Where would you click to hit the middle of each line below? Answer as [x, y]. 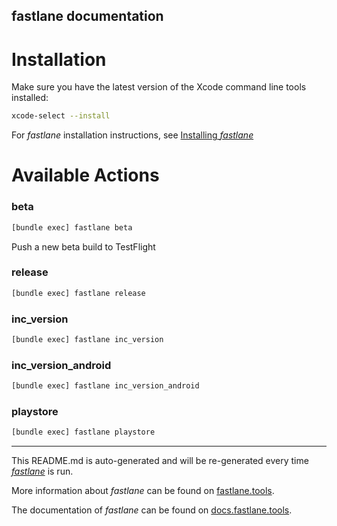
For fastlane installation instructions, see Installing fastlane [132, 135]
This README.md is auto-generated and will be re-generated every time [160, 461]
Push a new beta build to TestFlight [83, 246]
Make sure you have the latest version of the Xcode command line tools [159, 87]
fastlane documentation [87, 16]
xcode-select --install [61, 116]
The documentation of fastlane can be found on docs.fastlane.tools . [152, 510]
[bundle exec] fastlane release [78, 293]
